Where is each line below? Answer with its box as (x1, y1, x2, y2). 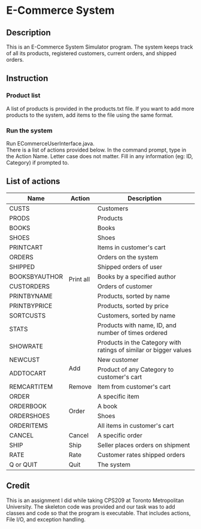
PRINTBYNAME (9, 292, 53, 300)
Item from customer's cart (98, 382, 171, 391)
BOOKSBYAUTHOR (9, 272, 63, 280)
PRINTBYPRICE (9, 301, 53, 310)
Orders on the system (98, 253, 159, 261)
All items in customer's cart (98, 421, 175, 430)
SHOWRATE (9, 342, 44, 350)
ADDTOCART (9, 369, 47, 377)
